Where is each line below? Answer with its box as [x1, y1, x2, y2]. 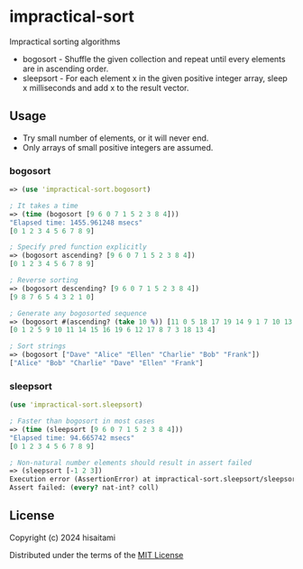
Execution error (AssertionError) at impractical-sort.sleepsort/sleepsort [9, 475, 300, 484]
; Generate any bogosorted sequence [9, 308, 147, 317]
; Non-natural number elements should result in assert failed [9, 458, 252, 467]
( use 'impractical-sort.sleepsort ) [9, 400, 143, 409]
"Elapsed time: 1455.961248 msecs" [9, 218, 143, 227]
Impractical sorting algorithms [9, 36, 121, 47]
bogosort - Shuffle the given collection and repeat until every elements [22, 53, 286, 64]
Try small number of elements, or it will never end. [22, 133, 209, 143]
